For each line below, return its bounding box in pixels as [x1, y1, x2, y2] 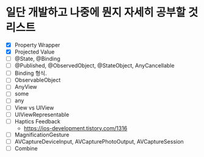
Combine [14, 144, 38, 152]
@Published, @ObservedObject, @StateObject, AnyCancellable [14, 62, 175, 69]
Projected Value [14, 48, 55, 55]
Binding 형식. [14, 69, 47, 77]
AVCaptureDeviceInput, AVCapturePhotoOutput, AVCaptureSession [14, 138, 184, 145]
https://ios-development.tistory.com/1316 [23, 124, 128, 131]
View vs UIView [14, 104, 54, 111]
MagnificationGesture [14, 131, 70, 138]
